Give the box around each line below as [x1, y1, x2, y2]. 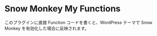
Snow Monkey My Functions [4, 3, 121, 14]
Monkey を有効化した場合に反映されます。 [4, 25, 89, 31]
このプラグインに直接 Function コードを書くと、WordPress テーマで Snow [4, 19, 153, 25]
